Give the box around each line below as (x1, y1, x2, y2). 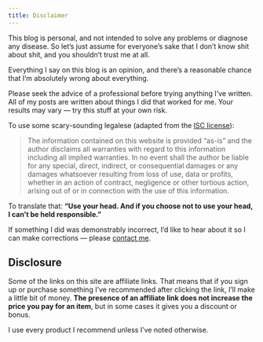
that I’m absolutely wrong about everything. (8, 73, 149, 83)
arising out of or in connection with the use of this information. (27, 186, 230, 195)
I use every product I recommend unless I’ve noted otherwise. (8, 325, 209, 335)
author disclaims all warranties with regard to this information (27, 144, 226, 153)
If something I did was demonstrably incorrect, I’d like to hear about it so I (8, 225, 246, 234)
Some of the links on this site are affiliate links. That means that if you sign (8, 277, 249, 286)
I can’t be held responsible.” (8, 209, 102, 219)
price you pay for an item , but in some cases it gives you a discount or (8, 302, 238, 311)
